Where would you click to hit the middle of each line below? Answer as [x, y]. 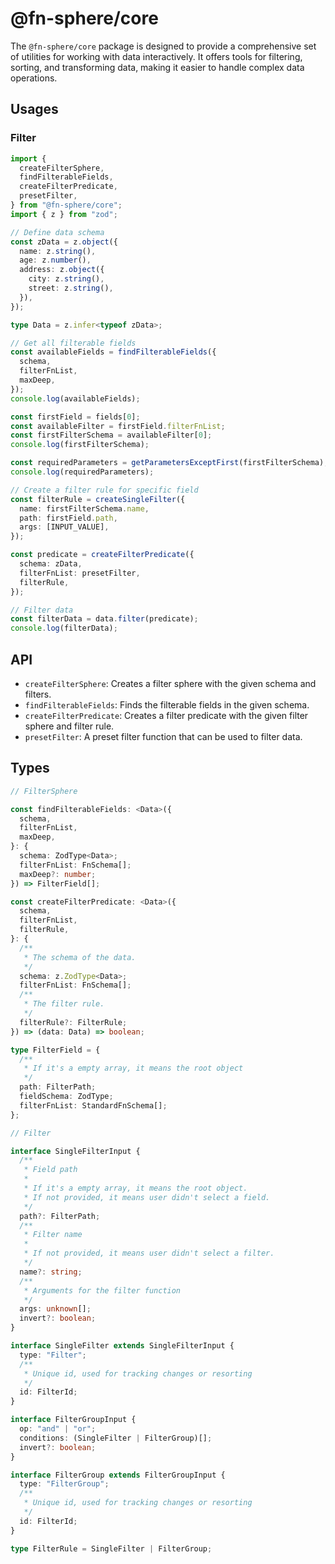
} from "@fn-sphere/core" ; [66, 205]
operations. [34, 78]
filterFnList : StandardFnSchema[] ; [93, 1105]
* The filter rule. [64, 1004]
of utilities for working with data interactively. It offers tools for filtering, [156, 56]
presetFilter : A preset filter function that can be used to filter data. [163, 736]
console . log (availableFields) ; [75, 398]
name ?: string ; [51, 1272]
